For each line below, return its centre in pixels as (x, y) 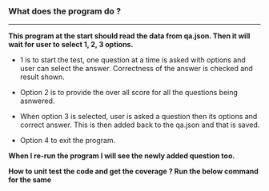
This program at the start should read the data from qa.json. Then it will (129, 36)
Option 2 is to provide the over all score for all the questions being (129, 93)
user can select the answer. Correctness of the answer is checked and (137, 69)
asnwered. (37, 101)
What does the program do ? (65, 11)
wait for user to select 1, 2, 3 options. (71, 45)
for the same (30, 180)
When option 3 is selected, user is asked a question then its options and (139, 117)
